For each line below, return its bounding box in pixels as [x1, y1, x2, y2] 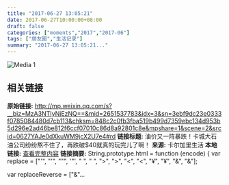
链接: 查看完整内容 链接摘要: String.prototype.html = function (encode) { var [7, 149, 221, 158]
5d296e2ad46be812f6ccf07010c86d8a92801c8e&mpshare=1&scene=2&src [7, 124, 222, 132]
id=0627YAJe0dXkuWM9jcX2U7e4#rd [7, 132, 116, 140]
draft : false [7, 23, 44, 29]
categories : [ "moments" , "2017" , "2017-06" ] [7, 29, 130, 36]
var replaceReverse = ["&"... [7, 170, 85, 178]
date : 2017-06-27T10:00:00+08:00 [7, 16, 103, 23]
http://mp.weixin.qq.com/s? [34, 101, 113, 110]
